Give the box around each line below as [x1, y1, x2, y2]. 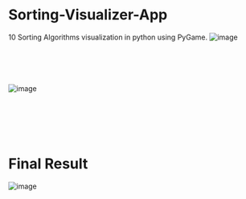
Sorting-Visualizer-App [8, 6, 168, 24]
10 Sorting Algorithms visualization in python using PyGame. [8, 32, 207, 42]
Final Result [8, 155, 88, 173]
